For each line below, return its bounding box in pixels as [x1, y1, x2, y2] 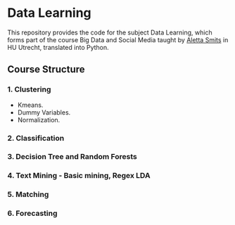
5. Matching [7, 190, 49, 200]
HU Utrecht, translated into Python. [7, 43, 109, 51]
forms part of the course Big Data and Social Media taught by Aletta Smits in [7, 35, 229, 44]
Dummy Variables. [17, 108, 71, 117]
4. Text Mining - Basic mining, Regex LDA [7, 171, 151, 181]
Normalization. [17, 115, 61, 124]
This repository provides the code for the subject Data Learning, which [7, 28, 212, 37]
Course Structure [7, 63, 86, 75]
